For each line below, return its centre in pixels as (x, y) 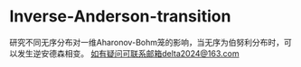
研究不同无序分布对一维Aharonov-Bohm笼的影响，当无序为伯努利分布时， (147, 42)
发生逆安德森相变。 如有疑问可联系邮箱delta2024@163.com (128, 53)
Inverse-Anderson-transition (120, 17)
